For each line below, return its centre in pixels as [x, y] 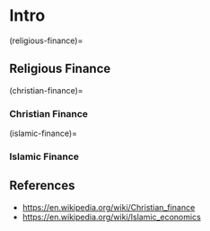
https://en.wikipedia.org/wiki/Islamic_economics [112, 217]
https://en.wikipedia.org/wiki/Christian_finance [109, 207]
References [42, 186]
